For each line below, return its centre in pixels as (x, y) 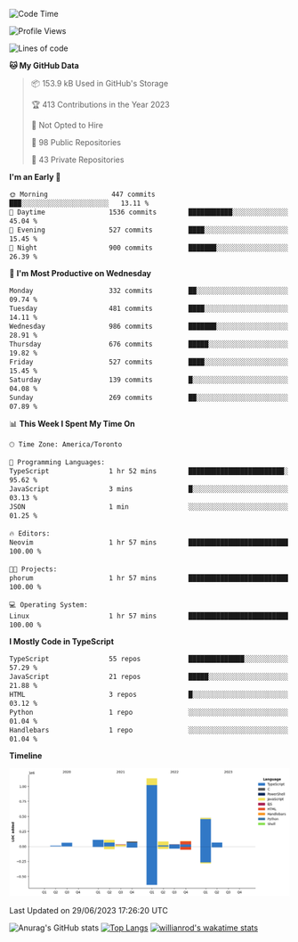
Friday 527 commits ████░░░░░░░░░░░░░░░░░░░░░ (149, 362)
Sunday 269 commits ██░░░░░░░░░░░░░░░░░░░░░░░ (149, 397)
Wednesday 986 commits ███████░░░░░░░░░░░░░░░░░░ (149, 326)
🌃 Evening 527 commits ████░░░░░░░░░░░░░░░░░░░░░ (149, 230)
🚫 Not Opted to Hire (67, 125)
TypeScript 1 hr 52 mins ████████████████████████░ (149, 471)
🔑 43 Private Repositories (77, 160)
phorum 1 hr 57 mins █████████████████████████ (149, 578)
